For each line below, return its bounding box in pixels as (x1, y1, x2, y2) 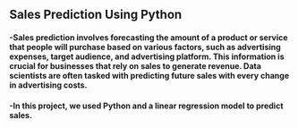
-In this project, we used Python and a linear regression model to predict (9, 100, 284, 111)
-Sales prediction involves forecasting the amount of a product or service (9, 31, 288, 43)
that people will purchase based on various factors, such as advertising (9, 41, 282, 52)
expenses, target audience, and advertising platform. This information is (9, 51, 285, 62)
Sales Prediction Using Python (9, 7, 183, 22)
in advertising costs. (9, 80, 88, 90)
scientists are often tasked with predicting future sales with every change (9, 70, 290, 81)
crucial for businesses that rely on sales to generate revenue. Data (9, 60, 262, 71)
